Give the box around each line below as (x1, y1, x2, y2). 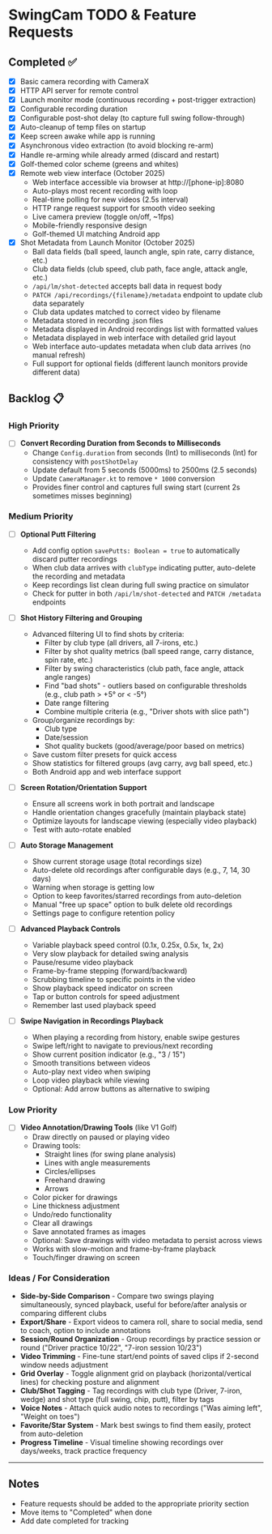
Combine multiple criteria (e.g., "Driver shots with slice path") (44, 707, 249, 716)
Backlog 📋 (8, 391, 65, 406)
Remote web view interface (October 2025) (19, 168, 165, 177)
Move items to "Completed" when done (19, 1507, 152, 1517)
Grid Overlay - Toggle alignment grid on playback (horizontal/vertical (19, 1368, 252, 1378)
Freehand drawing (44, 1175, 105, 1185)
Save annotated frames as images (32, 1226, 147, 1237)
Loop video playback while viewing (32, 1075, 150, 1085)
